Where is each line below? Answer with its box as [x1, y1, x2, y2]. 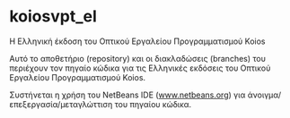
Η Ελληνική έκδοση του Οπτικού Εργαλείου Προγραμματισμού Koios [9, 36, 266, 46]
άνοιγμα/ [247, 89, 281, 100]
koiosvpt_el [9, 6, 97, 27]
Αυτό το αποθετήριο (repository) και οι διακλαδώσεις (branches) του [9, 53, 267, 63]
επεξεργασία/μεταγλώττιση [9, 98, 113, 109]
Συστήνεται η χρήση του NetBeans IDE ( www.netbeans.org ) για [9, 89, 246, 100]
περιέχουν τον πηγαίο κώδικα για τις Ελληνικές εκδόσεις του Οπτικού [9, 63, 271, 73]
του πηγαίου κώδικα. [114, 98, 192, 109]
